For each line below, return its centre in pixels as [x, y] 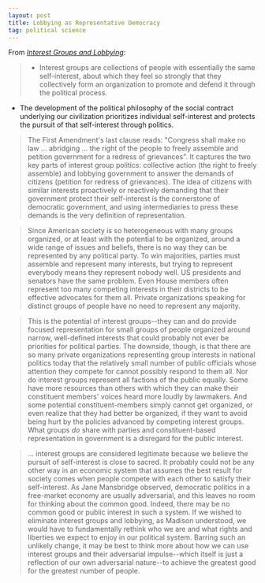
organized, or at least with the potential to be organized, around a [134, 239]
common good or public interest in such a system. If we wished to [134, 512]
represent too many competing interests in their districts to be [128, 289]
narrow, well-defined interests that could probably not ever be [128, 338]
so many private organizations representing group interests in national [141, 355]
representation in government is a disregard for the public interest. [135, 439]
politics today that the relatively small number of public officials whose [142, 363]
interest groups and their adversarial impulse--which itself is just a [135, 554]
